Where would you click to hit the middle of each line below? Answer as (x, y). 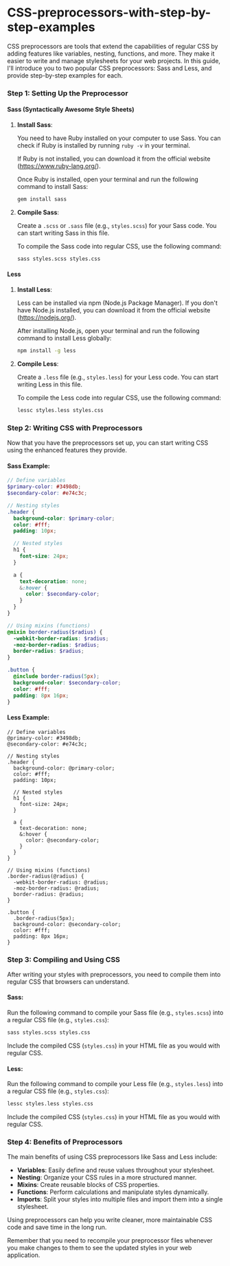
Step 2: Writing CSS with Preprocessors (75, 428)
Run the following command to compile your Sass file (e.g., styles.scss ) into (115, 1013)
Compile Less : (38, 364)
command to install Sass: (53, 187)
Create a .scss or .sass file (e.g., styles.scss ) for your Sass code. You (117, 225)
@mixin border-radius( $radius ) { (55, 632)
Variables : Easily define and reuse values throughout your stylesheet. (116, 1170)
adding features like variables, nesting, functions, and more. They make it (111, 54)
